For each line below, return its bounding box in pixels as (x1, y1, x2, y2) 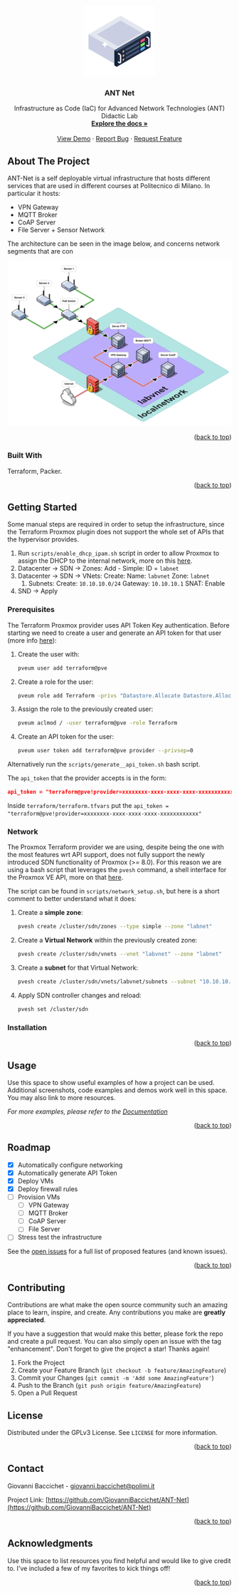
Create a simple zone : (17, 908, 83, 917)
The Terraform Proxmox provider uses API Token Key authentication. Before (7, 621, 230, 629)
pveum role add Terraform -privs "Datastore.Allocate (17, 692, 181, 699)
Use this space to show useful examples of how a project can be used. (7, 1078, 215, 1086)
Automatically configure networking (17, 1161, 123, 1169)
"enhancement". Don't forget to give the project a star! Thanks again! (7, 1344, 210, 1354)
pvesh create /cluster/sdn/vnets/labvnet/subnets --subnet (17, 978, 197, 985)
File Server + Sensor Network (17, 226, 105, 234)
